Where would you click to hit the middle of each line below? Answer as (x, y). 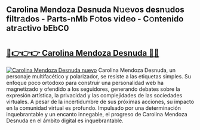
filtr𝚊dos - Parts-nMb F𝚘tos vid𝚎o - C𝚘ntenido (95, 19)
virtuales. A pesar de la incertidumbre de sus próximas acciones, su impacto (100, 102)
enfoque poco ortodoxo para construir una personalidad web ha (85, 83)
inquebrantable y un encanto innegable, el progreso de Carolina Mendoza (97, 114)
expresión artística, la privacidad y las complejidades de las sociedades (94, 95)
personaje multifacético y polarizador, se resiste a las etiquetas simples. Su (99, 76)
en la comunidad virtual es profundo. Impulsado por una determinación (93, 108)
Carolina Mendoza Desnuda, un (137, 70)
